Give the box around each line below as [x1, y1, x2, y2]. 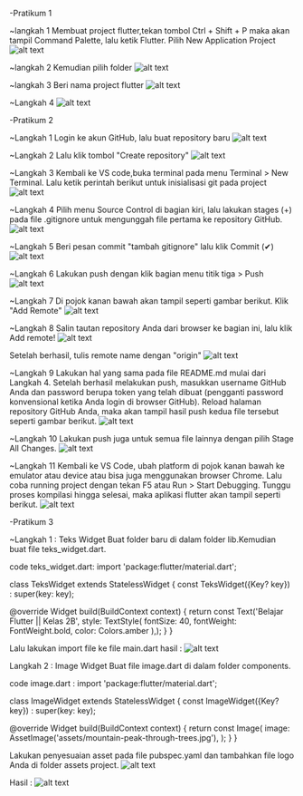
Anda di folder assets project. [9, 760, 119, 770]
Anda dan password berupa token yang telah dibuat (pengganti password [9, 387, 284, 397]
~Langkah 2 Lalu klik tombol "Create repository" [9, 150, 190, 160]
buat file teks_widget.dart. [9, 544, 107, 554]
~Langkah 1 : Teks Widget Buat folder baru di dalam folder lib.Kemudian [9, 534, 277, 545]
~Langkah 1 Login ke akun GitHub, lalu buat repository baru [9, 132, 231, 143]
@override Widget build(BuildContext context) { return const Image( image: [9, 723, 290, 733]
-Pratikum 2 [9, 115, 54, 125]
